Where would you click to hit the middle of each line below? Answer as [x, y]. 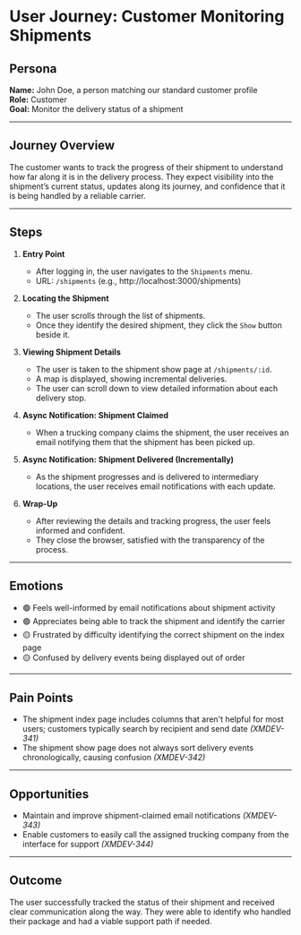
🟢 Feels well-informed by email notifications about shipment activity [149, 608]
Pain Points [41, 697]
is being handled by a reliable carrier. [77, 195]
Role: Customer [38, 99]
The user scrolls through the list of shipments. [120, 315]
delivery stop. [61, 398]
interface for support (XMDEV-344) [88, 845]
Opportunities [49, 794]
